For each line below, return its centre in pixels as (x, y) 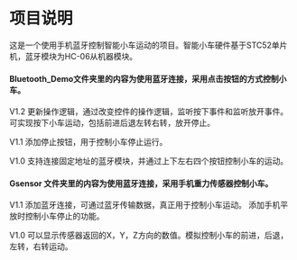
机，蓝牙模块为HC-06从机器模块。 (74, 56)
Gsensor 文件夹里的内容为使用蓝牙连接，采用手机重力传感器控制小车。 (141, 183)
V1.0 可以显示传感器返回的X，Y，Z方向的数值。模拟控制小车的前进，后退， (149, 236)
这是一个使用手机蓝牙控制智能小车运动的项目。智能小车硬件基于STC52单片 (148, 45)
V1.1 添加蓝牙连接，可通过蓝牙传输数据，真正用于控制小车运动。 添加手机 (145, 205)
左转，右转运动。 (41, 247)
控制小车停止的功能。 (65, 216)
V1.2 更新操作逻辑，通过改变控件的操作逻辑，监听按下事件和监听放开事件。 (149, 112)
